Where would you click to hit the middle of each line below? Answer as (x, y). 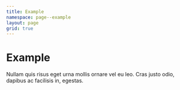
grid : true (20, 28)
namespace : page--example (38, 17)
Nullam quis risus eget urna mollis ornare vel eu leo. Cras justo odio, (91, 75)
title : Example (25, 12)
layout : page (22, 23)
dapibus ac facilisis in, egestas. (45, 80)
